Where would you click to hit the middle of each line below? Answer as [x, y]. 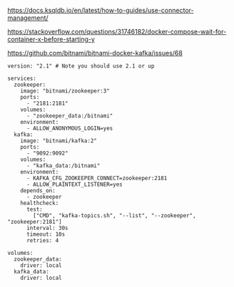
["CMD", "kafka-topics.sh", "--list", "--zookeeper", [115, 216]
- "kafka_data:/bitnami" [63, 166]
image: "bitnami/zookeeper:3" [65, 91]
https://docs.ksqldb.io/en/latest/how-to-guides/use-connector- [101, 10]
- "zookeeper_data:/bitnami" [70, 116]
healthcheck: [40, 203]
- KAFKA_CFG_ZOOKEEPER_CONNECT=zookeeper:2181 [97, 178]
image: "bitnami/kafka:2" [59, 141]
